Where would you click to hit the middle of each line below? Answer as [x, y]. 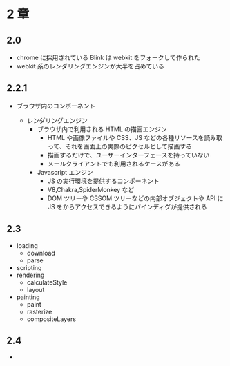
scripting [29, 267]
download [41, 253]
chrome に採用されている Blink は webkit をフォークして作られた [108, 57]
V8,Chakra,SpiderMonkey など [91, 189]
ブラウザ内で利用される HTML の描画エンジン [102, 129]
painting [28, 297]
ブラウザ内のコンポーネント [56, 106]
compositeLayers [51, 319]
